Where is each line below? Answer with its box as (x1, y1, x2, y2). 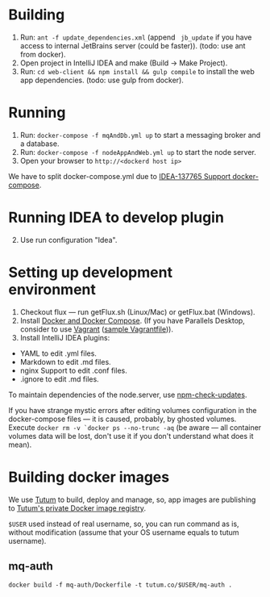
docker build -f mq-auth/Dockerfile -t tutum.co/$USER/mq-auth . (8, 581, 232, 589)
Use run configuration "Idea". (19, 235, 118, 244)
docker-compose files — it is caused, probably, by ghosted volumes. (8, 414, 237, 424)
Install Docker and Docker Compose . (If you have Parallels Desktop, (19, 315, 246, 325)
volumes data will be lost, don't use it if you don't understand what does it (8, 431, 254, 440)
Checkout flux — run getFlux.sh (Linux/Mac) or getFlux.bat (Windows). (19, 307, 255, 316)
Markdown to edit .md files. (19, 357, 111, 366)
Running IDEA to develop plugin (8, 208, 224, 227)
